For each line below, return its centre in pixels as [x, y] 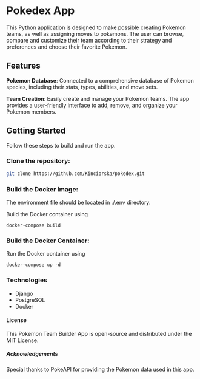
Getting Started [36, 131]
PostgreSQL [30, 300]
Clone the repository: [38, 161]
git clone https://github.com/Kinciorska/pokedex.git [76, 174]
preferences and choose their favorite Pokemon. [67, 47]
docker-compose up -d [34, 265]
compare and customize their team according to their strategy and [89, 40]
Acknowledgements [32, 354]
